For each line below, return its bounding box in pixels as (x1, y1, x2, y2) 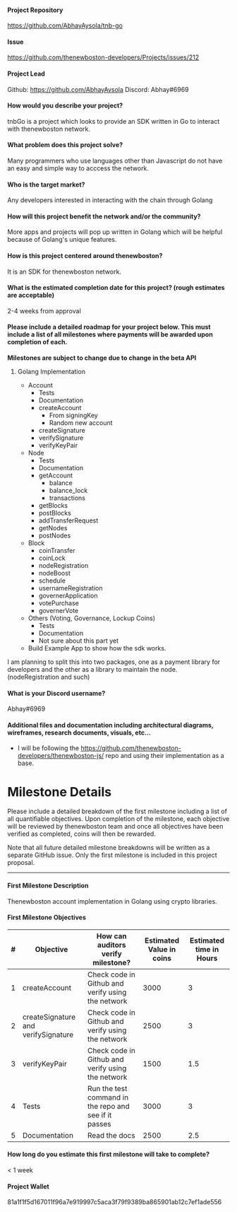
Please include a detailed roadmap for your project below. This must (7, 322, 211, 332)
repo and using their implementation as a (105, 752, 224, 760)
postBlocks (38, 509, 72, 518)
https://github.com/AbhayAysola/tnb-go (7, 21, 123, 30)
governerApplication (38, 591, 98, 600)
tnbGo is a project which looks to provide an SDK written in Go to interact (7, 117, 220, 125)
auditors (97, 940, 126, 950)
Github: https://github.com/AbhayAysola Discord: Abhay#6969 (7, 85, 189, 93)
